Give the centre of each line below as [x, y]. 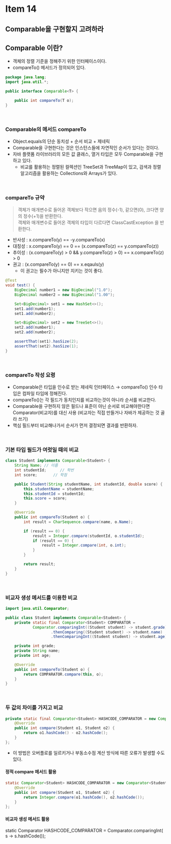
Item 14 [21, 9]
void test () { [20, 285]
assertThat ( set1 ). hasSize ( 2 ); [47, 341]
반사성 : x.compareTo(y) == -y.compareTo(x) [59, 240]
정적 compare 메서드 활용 [31, 772]
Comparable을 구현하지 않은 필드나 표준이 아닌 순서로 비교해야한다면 [81, 406]
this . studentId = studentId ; [54, 494]
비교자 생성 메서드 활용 [27, 819]
